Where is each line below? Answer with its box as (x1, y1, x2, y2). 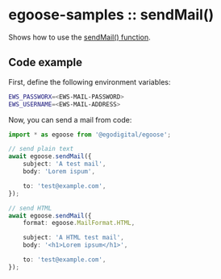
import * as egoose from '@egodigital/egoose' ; (8, 131, 172, 139)
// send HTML (8, 204, 52, 212)
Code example (8, 56, 83, 69)
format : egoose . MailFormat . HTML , (23, 219, 136, 227)
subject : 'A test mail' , (23, 160, 106, 169)
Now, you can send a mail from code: (8, 115, 132, 124)
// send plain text (8, 145, 74, 153)
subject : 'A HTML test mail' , (23, 234, 125, 242)
